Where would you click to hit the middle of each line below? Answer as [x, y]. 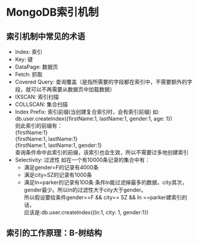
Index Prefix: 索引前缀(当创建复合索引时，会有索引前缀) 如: [87, 112]
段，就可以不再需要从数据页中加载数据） [65, 89]
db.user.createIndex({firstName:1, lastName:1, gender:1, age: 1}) [94, 118]
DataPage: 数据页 [36, 67]
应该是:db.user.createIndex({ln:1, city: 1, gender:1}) [86, 212]
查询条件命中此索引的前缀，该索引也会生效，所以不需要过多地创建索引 [102, 152]
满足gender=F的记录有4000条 [61, 167]
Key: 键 [24, 59]
